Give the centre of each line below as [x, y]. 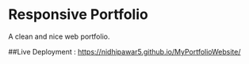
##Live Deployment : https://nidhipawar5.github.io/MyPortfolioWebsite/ [125, 51]
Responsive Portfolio [78, 15]
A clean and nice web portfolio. [59, 36]
